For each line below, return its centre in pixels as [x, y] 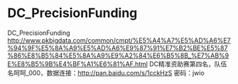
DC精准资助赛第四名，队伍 [188, 64]
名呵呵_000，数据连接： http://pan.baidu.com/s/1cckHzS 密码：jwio [106, 73]
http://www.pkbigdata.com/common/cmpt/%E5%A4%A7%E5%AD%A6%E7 [119, 40]
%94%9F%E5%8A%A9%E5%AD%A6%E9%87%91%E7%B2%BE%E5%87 [118, 48]
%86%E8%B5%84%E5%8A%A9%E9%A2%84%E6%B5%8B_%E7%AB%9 [118, 56]
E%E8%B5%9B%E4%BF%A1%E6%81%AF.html [77, 64]
